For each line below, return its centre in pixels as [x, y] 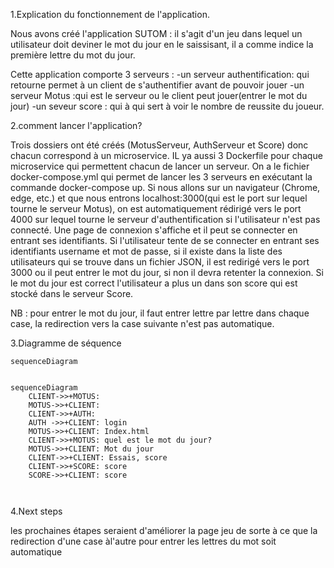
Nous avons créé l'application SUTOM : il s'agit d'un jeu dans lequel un [156, 33]
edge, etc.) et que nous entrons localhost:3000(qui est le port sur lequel [159, 198]
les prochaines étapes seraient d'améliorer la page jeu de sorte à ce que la [164, 530]
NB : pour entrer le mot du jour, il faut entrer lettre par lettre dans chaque [160, 313]
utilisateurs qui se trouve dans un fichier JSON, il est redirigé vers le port [160, 262]
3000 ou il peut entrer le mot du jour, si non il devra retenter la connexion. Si [167, 272]
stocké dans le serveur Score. [72, 293]
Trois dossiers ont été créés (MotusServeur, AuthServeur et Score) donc [159, 145]
